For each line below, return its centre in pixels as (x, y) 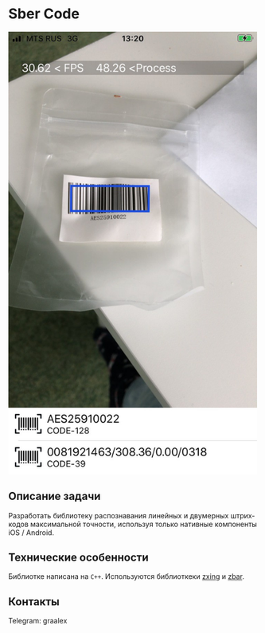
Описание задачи (55, 496)
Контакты (34, 602)
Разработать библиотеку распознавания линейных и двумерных (119, 515)
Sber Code (44, 14)
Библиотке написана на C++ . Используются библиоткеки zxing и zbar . (127, 576)
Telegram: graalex (38, 621)
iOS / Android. (31, 532)
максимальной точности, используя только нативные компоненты (144, 524)
